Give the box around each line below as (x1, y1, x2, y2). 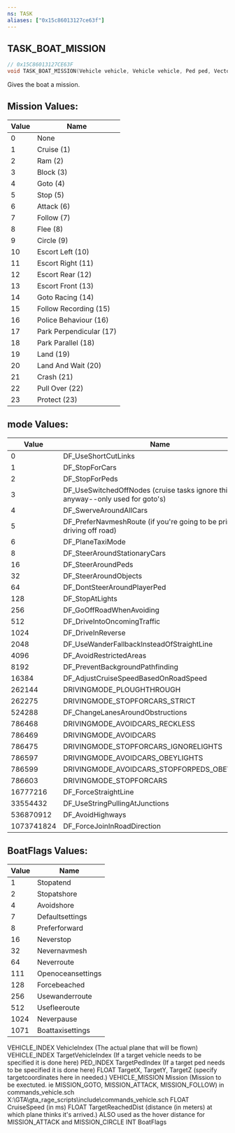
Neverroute (37, 957, 75, 966)
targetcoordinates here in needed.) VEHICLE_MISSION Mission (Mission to (7, 1073, 222, 1081)
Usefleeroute (37, 1002, 80, 1012)
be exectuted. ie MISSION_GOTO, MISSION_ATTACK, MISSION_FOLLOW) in (7, 1081, 225, 1089)
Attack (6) (37, 201, 71, 211)
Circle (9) (37, 235, 69, 245)
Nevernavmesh (37, 945, 87, 955)
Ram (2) (37, 155, 64, 165)
